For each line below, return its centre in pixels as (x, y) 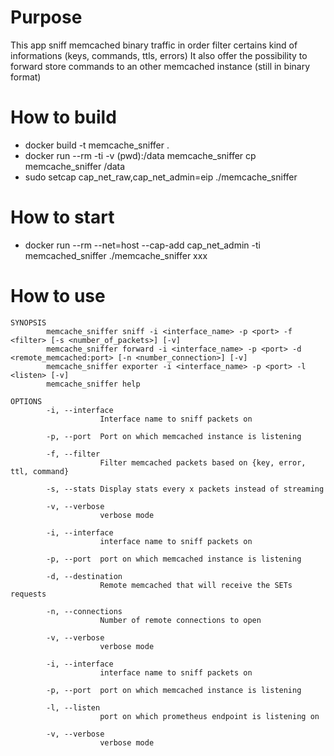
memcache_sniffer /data (75, 166)
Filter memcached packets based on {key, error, (203, 462)
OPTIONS (26, 401)
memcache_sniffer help (93, 384)
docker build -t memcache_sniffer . (97, 145)
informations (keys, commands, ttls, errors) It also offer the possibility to (159, 55)
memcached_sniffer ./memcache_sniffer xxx (116, 255)
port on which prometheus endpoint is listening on (209, 716)
